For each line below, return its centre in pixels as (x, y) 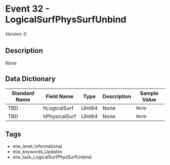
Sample (149, 93)
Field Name (59, 96)
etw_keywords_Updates (37, 152)
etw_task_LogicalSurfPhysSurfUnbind (52, 157)
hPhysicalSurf (59, 116)
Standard (23, 93)
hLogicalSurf (58, 108)
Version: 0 (16, 34)
